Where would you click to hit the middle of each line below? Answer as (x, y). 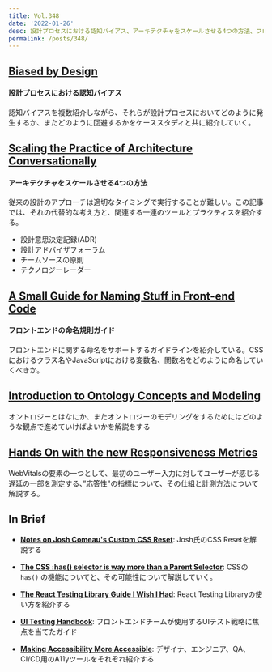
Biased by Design (53, 71)
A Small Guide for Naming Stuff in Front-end (121, 296)
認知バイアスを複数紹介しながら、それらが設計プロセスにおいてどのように (132, 112)
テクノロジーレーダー (55, 270)
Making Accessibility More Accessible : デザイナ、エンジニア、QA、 (135, 649)
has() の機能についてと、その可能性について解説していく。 (118, 577)
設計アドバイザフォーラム (63, 250)
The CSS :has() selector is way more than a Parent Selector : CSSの (134, 567)
